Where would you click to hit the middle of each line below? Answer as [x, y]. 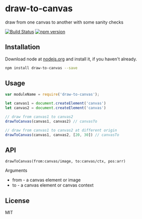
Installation [23, 47]
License [17, 201]
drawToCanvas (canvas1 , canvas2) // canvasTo [51, 121]
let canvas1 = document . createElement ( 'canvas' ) [56, 104]
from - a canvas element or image [46, 180]
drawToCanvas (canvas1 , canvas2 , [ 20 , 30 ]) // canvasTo [62, 135]
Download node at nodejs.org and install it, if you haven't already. [71, 59]
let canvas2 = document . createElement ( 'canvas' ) [56, 108]
